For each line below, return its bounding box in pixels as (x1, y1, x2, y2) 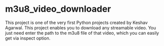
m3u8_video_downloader (5, 3, 111, 15)
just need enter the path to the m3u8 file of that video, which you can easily (5, 30, 159, 36)
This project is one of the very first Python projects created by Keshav (5, 20, 148, 25)
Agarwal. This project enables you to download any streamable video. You (5, 24, 157, 30)
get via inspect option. (5, 35, 51, 41)
